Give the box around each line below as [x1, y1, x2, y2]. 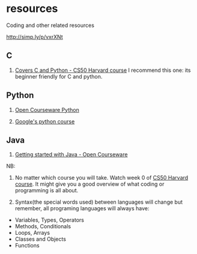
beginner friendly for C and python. [14, 72, 103, 80]
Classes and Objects [14, 235, 66, 243]
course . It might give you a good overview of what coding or [14, 180, 165, 188]
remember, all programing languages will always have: [14, 205, 150, 212]
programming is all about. [14, 187, 79, 194]
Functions [14, 242, 40, 249]
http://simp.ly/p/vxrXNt [6, 33, 63, 40]
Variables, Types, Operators [14, 216, 84, 223]
